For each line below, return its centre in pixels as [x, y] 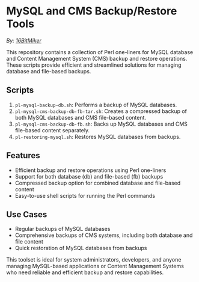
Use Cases [27, 214]
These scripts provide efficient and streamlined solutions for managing [94, 65]
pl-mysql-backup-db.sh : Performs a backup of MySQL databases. [96, 105]
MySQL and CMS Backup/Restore [92, 11]
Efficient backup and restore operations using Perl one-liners [90, 170]
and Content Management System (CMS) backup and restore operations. [97, 58]
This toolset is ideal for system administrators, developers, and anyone [94, 260]
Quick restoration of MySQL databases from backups [81, 248]
